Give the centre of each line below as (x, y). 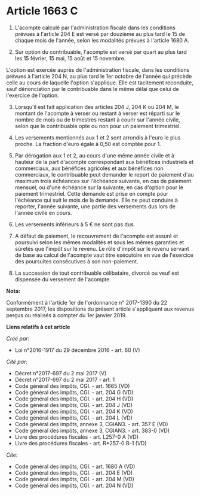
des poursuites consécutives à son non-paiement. (76, 261)
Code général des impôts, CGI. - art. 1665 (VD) (72, 386)
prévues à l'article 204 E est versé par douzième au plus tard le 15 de (100, 34)
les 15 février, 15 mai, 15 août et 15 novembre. (70, 58)
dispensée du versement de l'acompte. (63, 279)
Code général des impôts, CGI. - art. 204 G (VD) (74, 392)
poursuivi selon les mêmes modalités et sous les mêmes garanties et (99, 242)
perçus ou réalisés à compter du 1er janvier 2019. (67, 315)
